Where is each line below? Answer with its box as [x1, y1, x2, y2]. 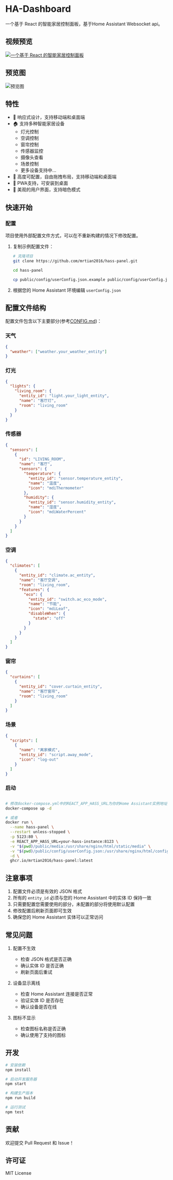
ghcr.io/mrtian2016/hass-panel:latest [10, 858, 94, 864]
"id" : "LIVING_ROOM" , [19, 456, 66, 462]
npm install [5, 1067, 31, 1072]
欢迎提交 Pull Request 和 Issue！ [5, 1139, 74, 1146]
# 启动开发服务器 [5, 1077, 37, 1082]
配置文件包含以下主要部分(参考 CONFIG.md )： [5, 318, 102, 324]
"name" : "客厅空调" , [19, 577, 60, 583]
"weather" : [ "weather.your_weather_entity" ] [10, 349, 107, 354]
